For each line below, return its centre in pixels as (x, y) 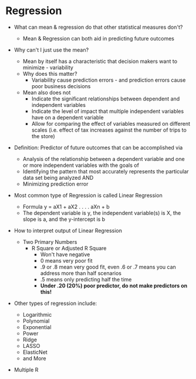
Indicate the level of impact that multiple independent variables (108, 111)
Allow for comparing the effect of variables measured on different (111, 123)
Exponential (37, 327)
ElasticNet (35, 352)
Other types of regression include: (55, 303)
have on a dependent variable (67, 117)
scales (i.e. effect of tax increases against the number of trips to (109, 130)
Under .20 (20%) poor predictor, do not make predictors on (114, 286)
